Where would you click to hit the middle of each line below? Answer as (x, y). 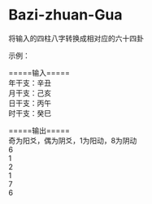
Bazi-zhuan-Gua (65, 15)
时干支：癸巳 (30, 113)
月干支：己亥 (30, 93)
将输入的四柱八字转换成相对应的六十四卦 (76, 38)
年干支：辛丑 (30, 83)
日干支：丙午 (30, 103)
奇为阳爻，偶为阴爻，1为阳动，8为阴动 (73, 140)
